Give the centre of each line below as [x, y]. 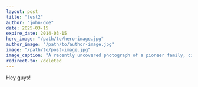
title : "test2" [25, 17]
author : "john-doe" [30, 22]
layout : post [22, 11]
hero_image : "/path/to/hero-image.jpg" [55, 39]
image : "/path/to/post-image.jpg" [49, 50]
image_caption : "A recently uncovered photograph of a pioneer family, [96, 55]
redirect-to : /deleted [34, 61]
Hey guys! [19, 78]
